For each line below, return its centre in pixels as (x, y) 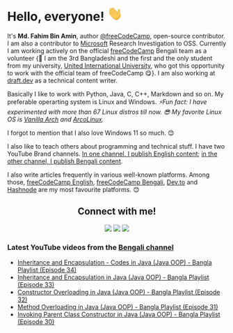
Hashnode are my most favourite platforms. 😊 (73, 189)
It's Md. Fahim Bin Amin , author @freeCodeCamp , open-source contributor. (116, 36)
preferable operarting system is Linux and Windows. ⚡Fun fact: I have (107, 102)
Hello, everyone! (56, 17)
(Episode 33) (36, 285)
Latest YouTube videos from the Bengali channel (90, 247)
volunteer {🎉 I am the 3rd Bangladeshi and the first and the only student (110, 58)
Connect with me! (117, 212)
